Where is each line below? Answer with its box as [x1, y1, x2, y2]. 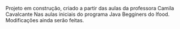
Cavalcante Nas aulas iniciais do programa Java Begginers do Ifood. [5, 11, 170, 18]
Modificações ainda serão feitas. [5, 17, 84, 23]
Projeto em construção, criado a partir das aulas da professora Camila [5, 5, 175, 11]
